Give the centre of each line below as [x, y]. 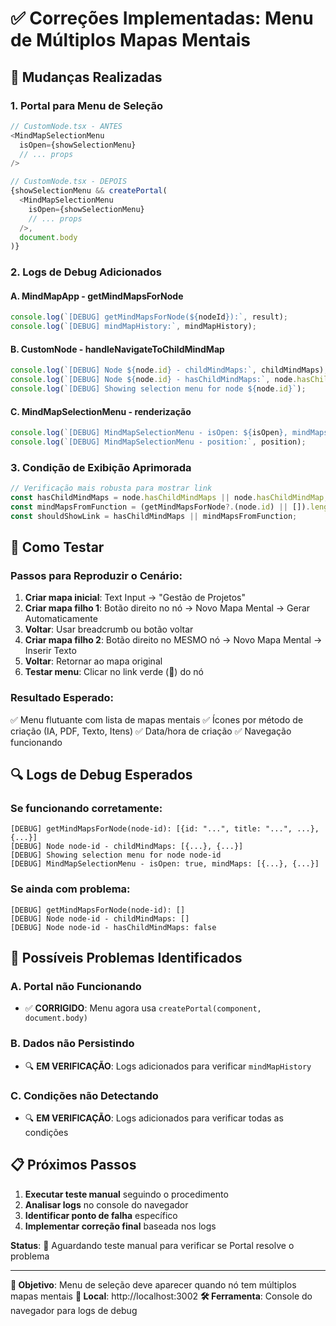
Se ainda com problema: [70, 889]
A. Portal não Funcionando [76, 986]
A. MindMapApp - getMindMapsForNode [97, 296]
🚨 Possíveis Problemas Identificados [126, 958]
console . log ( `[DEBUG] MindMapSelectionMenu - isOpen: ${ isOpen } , [149, 433]
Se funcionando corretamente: [86, 808]
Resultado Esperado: [62, 698]
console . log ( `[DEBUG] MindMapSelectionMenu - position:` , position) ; [158, 442]
